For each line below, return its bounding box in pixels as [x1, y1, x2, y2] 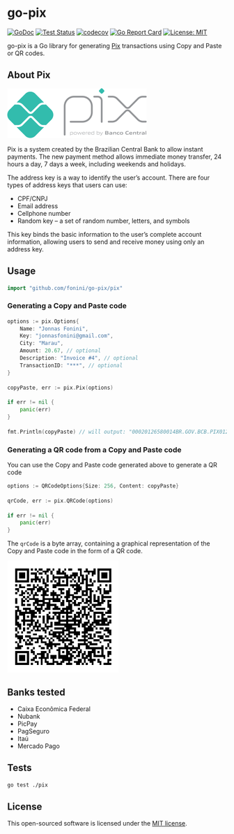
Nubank [17, 712, 40, 720]
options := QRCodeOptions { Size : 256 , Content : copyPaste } [7, 483, 179, 490]
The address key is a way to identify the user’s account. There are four [7, 173, 210, 182]
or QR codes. [7, 49, 45, 57]
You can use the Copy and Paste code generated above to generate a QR [7, 461, 217, 469]
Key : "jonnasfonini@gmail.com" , [19, 332, 114, 339]
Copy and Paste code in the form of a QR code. [7, 547, 143, 555]
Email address [17, 201, 58, 210]
